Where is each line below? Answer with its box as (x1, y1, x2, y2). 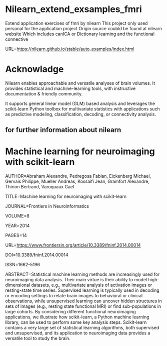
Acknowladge (5, 64, 64, 75)
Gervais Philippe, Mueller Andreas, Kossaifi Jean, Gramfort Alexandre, (5, 178, 150, 184)
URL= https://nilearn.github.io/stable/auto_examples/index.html (5, 46, 134, 52)
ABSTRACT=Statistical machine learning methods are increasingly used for (5, 271, 160, 277)
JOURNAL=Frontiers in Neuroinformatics (5, 203, 89, 209)
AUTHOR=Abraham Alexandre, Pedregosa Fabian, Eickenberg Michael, (5, 173, 151, 179)
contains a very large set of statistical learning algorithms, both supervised (5, 325, 159, 331)
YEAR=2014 (5, 222, 30, 229)
